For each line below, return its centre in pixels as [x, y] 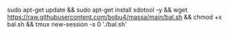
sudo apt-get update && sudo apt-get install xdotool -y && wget [97, 10]
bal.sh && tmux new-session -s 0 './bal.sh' [67, 24]
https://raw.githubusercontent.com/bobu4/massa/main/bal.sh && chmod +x [114, 17]
